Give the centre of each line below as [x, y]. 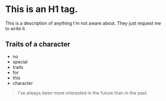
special [20, 62]
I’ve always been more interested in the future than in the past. [82, 93]
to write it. [16, 28]
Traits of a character [38, 44]
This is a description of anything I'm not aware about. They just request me [83, 23]
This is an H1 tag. [42, 9]
